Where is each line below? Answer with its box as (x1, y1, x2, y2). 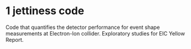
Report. (5, 36, 24, 43)
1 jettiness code (5, 4, 84, 18)
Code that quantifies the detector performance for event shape (5, 24, 160, 31)
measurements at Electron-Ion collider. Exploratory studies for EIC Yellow (5, 30, 185, 37)
